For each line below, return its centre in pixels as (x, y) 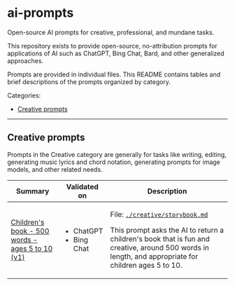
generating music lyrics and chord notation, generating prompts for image (114, 162)
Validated (83, 186)
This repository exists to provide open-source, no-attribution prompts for (113, 46)
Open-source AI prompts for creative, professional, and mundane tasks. (111, 32)
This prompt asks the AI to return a (167, 230)
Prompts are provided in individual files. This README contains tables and (114, 74)
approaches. (26, 60)
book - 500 (30, 231)
